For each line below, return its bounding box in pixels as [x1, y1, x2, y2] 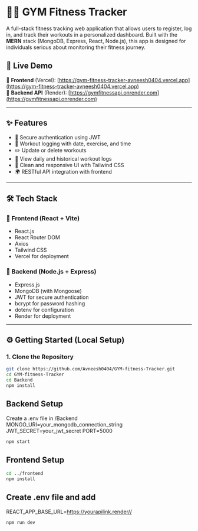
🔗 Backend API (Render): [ [6, 89, 71, 96]
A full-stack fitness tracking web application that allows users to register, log [6, 25, 192, 32]
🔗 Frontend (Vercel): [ [6, 76, 60, 83]
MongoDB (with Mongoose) [14, 287, 82, 294]
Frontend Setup [6, 455, 65, 465]
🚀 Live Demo [6, 61, 53, 71]
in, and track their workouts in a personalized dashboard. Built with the [6, 31, 178, 38]
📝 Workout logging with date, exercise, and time [14, 140, 131, 147]
